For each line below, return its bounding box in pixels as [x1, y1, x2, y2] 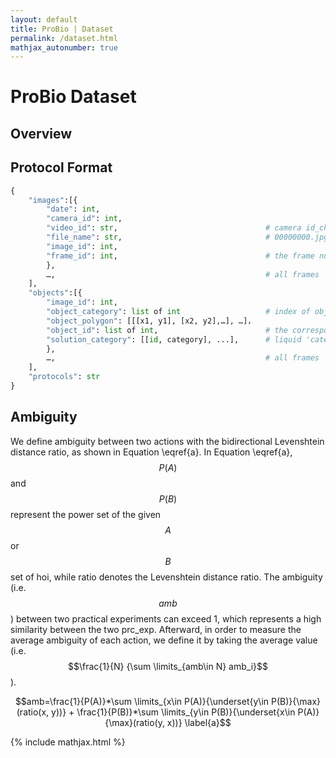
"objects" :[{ [28, 288, 83, 298]
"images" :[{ [28, 195, 78, 205]
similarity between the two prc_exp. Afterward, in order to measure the [10, 623, 302, 635]
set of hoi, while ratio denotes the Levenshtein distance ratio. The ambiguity [10, 571, 323, 583]
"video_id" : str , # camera [46, 223, 302, 233]
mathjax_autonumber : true [10, 42, 118, 53]
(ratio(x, [16, 706, 50, 718]
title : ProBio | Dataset [10, 24, 114, 34]
